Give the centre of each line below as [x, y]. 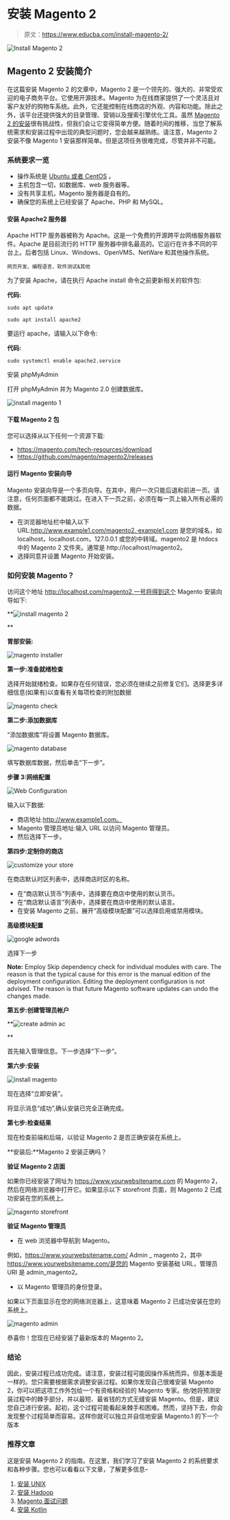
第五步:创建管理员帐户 [38, 1010]
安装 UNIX [31, 1484]
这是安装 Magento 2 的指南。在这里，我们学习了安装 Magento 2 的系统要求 [113, 1460]
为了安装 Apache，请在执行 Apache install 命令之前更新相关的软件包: [104, 280]
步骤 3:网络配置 [29, 777]
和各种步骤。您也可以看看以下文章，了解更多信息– [78, 1469]
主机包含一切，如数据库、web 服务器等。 [75, 185]
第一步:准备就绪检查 [35, 669]
